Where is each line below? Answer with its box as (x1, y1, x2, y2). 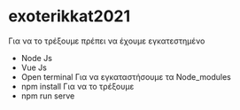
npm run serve (20, 90, 75, 101)
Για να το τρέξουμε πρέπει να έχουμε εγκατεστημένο (8, 35, 205, 46)
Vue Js (20, 62, 48, 73)
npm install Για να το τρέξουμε (20, 81, 135, 91)
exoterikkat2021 (8, 6, 130, 27)
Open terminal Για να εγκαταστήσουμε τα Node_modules (20, 71, 231, 82)
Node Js (20, 52, 52, 63)
